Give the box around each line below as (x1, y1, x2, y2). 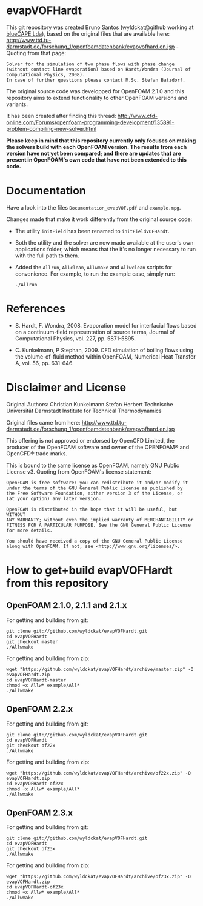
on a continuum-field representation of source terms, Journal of (15, 328, 175, 336)
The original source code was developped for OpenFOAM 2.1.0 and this (6, 87, 185, 94)
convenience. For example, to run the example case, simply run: (15, 270, 175, 277)
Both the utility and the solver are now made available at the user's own (15, 239, 194, 246)
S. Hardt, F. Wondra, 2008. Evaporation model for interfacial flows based (15, 322, 197, 329)
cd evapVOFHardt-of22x (6, 781, 64, 787)
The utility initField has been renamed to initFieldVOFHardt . (15, 227, 170, 234)
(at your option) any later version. (6, 495, 102, 501)
